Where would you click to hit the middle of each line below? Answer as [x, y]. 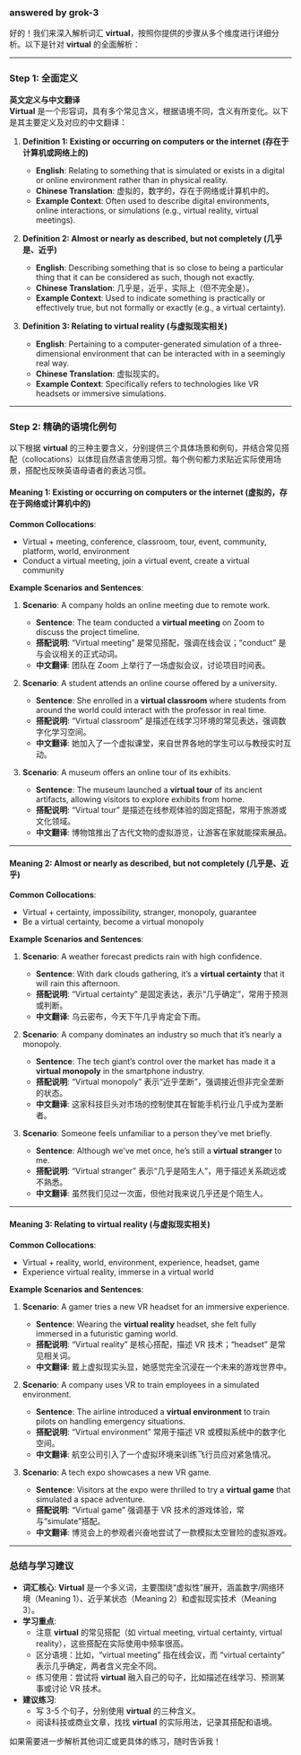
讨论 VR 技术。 [79, 1688]
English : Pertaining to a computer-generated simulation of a [146, 344]
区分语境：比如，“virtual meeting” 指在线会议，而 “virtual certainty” [160, 1654]
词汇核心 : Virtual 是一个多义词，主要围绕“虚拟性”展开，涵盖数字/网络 [150, 1587]
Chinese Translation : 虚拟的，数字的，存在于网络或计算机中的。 [155, 190]
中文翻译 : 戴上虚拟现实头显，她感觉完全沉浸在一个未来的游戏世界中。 [163, 1366]
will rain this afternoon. [78, 983]
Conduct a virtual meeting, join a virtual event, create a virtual [136, 561]
